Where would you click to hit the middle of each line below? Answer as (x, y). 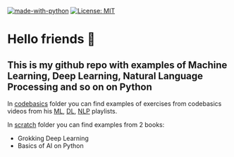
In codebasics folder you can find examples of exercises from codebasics (115, 104)
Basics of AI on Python (50, 146)
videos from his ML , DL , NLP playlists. (62, 111)
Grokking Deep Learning (53, 138)
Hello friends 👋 (51, 39)
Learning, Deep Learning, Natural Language (105, 76)
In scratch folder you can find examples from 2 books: (86, 125)
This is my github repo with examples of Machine (117, 65)
